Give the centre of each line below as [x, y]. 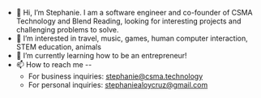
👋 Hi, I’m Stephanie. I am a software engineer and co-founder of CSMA [134, 13]
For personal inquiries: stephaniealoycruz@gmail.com [118, 85]
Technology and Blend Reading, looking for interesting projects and [128, 21]
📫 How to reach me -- [54, 64]
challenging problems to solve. [67, 30]
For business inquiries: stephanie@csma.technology [116, 76]
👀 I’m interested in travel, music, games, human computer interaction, [132, 38]
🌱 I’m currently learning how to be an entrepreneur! [102, 55]
